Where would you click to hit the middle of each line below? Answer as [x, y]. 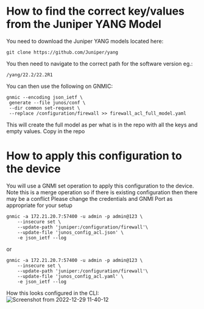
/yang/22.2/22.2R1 [30, 75]
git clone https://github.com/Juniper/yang [62, 52]
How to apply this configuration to [94, 156]
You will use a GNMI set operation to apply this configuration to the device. [100, 186]
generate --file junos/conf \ [47, 103]
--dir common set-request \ [44, 108]
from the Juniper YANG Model [84, 24]
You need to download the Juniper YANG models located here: [85, 41]
